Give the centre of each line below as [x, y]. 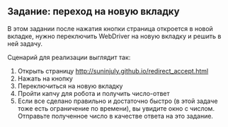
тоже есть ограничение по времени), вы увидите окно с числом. [116, 108]
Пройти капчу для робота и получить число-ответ [93, 93]
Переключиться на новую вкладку [70, 86]
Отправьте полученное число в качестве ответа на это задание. [115, 116]
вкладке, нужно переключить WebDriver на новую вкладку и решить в [114, 36]
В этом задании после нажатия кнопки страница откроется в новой [110, 28]
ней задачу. [25, 43]
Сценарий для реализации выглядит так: [69, 57]
